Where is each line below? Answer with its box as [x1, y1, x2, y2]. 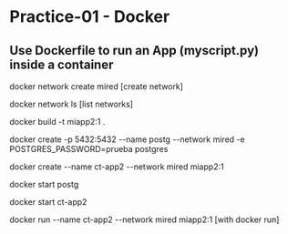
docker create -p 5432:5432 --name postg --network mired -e [9, 134, 245, 145]
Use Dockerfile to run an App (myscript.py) [9, 43, 260, 58]
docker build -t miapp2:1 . [9, 117, 106, 127]
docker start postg [9, 179, 79, 189]
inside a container [9, 56, 114, 72]
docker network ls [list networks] [9, 98, 134, 109]
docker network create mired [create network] [9, 81, 184, 92]
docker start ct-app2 [9, 197, 87, 207]
